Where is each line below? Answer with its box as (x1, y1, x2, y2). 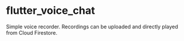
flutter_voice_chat (6, 4, 95, 17)
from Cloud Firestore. (6, 29, 57, 36)
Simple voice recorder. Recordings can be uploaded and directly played (6, 23, 178, 30)
